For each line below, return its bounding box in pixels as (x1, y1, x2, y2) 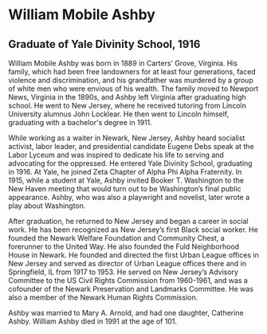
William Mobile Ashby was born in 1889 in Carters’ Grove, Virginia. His (8, 58, 238, 68)
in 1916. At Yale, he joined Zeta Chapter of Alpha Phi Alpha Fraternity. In (8, 167, 242, 176)
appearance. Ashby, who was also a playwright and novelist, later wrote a (8, 193, 250, 202)
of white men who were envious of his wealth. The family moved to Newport (8, 84, 259, 93)
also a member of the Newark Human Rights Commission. (8, 293, 198, 302)
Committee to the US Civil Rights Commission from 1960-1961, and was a (8, 276, 249, 285)
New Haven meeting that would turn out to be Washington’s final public (8, 184, 241, 193)
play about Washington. (8, 201, 86, 210)
